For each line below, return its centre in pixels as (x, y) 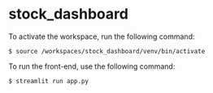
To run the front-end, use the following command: (92, 66)
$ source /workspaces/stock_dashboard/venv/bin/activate (107, 51)
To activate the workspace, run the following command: (102, 36)
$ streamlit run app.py (49, 81)
